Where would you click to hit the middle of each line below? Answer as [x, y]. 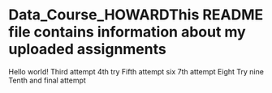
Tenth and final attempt [47, 80]
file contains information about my [127, 32]
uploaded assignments [87, 49]
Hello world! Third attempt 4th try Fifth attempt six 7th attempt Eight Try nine [136, 71]
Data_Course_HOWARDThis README [136, 15]
